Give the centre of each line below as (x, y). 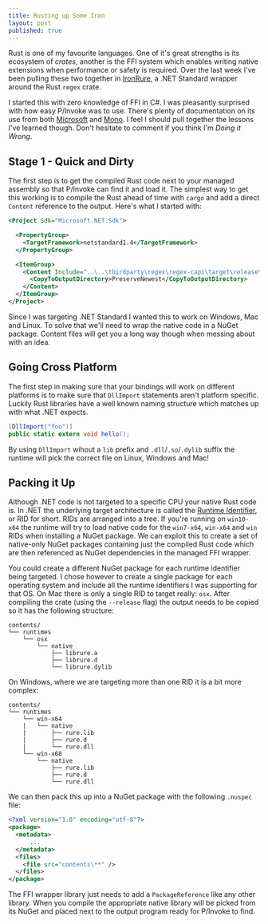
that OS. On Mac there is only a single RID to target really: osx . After (119, 594)
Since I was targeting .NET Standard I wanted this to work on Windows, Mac (134, 317)
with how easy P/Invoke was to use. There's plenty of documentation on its (132, 111)
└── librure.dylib (81, 667)
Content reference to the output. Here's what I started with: (105, 206)
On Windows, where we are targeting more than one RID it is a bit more (125, 682)
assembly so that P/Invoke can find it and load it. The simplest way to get (128, 189)
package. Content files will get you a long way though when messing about (132, 334)
